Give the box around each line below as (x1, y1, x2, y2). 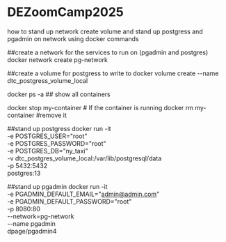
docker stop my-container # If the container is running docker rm (7, 103, 193, 112)
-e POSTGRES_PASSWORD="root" (7, 139, 106, 147)
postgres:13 (7, 169, 41, 177)
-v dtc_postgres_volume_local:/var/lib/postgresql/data (7, 154, 162, 162)
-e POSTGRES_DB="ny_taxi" (7, 146, 88, 155)
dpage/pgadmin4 (7, 227, 57, 235)
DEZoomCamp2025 (7, 4, 124, 20)
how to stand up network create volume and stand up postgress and (7, 27, 203, 36)
